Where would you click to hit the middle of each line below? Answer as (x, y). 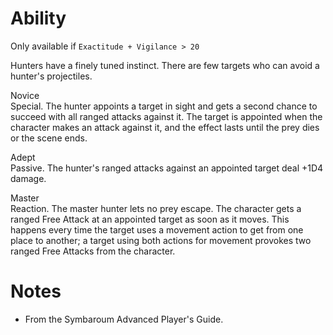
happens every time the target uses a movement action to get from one (157, 229)
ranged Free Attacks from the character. (93, 251)
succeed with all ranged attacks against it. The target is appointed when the (166, 116)
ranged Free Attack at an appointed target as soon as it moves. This (150, 219)
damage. (28, 178)
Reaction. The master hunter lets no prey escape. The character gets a (156, 208)
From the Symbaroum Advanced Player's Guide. (124, 319)
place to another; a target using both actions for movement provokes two (161, 240)
